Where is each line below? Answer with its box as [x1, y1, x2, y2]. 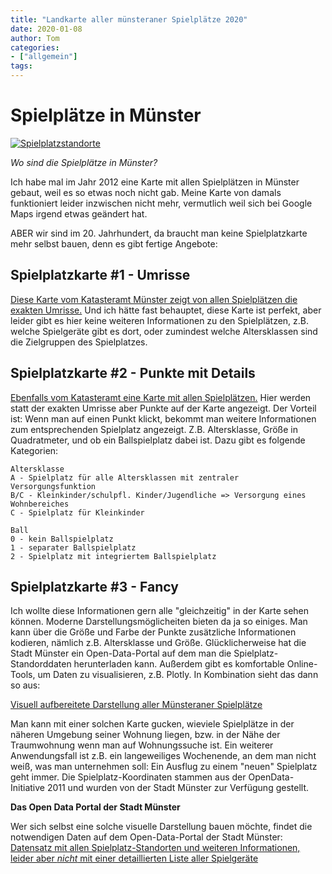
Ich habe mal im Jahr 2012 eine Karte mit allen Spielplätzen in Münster [10, 176, 300, 188]
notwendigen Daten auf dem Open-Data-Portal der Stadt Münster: [10, 831, 283, 843]
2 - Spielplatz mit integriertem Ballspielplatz [10, 551, 217, 561]
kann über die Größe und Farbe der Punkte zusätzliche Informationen [10, 626, 297, 638]
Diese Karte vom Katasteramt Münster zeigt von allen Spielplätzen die [10, 293, 298, 305]
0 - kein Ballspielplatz [10, 534, 114, 544]
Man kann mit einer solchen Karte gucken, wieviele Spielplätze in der [10, 718, 295, 730]
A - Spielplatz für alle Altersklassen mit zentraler [10, 472, 240, 483]
